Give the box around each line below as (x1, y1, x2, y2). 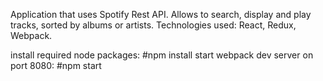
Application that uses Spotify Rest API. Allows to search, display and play (10, 9, 312, 20)
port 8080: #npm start (10, 60, 102, 71)
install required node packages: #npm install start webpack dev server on (10, 49, 314, 61)
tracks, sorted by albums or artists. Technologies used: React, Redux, (10, 19, 297, 31)
